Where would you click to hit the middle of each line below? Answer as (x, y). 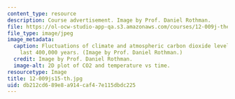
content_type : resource (42, 14)
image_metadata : (31, 40)
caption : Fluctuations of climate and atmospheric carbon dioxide (112, 46)
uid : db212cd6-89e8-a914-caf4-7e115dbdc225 (72, 85)
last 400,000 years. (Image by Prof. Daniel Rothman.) (101, 53)
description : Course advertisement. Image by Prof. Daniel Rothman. (109, 20)
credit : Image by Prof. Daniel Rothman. (73, 59)
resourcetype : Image (37, 72)
